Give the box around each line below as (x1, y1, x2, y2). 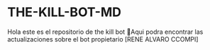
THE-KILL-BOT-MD (7, 4, 122, 20)
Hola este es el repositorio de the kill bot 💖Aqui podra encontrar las (7, 27, 204, 36)
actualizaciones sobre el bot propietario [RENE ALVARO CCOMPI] (7, 35, 199, 43)
